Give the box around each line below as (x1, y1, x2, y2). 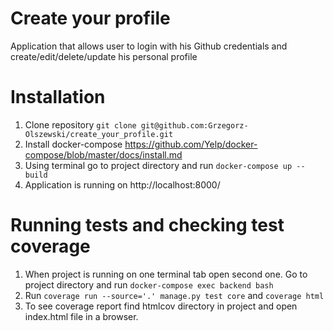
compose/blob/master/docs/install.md (24, 148, 183, 161)
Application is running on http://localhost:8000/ (24, 178, 221, 191)
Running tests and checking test (10, 214, 285, 237)
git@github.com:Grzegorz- (140, 120, 249, 131)
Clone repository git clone (24, 118, 137, 131)
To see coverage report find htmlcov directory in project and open (24, 300, 298, 312)
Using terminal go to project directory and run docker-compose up (24, 159, 293, 171)
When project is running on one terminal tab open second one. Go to (24, 268, 308, 280)
